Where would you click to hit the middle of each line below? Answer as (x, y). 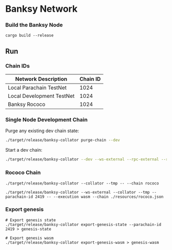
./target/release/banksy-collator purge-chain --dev (63, 140)
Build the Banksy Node (34, 25)
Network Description (41, 79)
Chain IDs (17, 66)
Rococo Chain (23, 173)
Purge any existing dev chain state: (42, 131)
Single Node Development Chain (47, 120)
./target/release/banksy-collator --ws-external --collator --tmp (78, 192)
